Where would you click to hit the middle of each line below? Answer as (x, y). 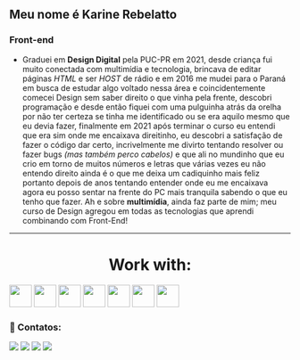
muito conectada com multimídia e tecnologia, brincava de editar (142, 69)
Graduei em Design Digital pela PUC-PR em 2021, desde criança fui (147, 59)
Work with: (150, 264)
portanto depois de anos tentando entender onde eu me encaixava (145, 183)
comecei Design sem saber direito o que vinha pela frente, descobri (147, 97)
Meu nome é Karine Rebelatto (93, 15)
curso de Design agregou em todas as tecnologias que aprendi (138, 211)
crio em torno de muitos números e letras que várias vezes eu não (144, 163)
